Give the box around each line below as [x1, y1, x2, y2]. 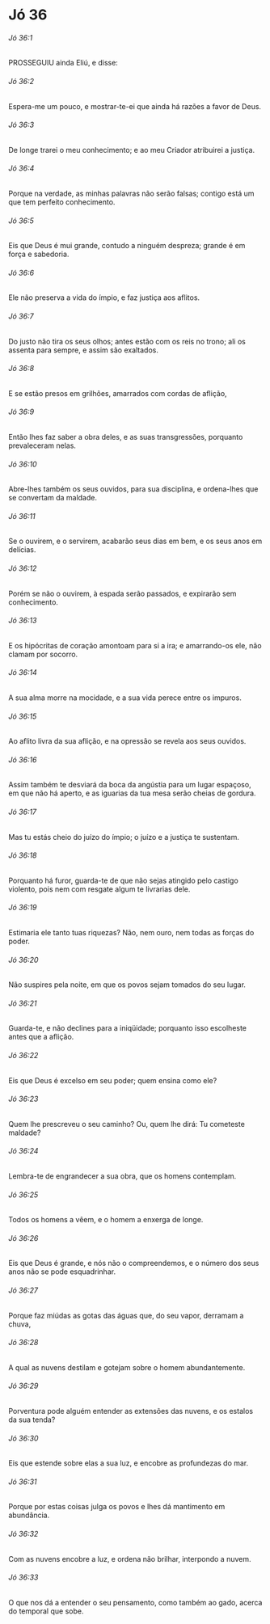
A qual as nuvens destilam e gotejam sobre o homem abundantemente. [8, 1362, 246, 1372]
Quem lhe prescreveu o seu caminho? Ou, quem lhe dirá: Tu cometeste [8, 1119, 245, 1128]
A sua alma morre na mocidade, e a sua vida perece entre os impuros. [8, 693, 243, 702]
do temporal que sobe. [8, 1606, 84, 1616]
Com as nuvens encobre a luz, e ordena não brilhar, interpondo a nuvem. [8, 1554, 251, 1563]
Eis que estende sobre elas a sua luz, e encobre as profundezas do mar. [8, 1458, 249, 1468]
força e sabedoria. [8, 249, 70, 259]
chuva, [8, 1319, 32, 1329]
